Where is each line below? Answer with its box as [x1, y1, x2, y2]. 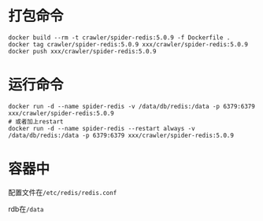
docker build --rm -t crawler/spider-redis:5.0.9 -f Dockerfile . [8, 33, 231, 42]
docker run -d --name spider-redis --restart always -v [8, 124, 195, 132]
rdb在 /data [8, 204, 44, 213]
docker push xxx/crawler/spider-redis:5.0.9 [8, 47, 157, 55]
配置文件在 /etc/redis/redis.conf [8, 187, 117, 197]
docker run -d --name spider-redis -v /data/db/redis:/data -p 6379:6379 [8, 102, 256, 110]
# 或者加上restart [8, 117, 64, 126]
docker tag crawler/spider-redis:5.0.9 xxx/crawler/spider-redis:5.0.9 [8, 40, 248, 48]
